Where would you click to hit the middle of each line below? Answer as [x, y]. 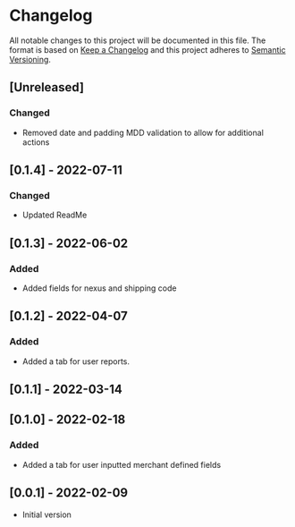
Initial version [46, 514]
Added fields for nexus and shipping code [99, 288]
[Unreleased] [47, 87]
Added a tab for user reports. [76, 361]
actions [36, 142]
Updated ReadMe [55, 215]
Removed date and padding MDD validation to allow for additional [143, 132]
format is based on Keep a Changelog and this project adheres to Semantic [147, 49]
